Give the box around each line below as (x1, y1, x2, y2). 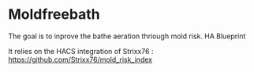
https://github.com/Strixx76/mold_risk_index (8, 55, 152, 64)
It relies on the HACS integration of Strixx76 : (8, 46, 154, 56)
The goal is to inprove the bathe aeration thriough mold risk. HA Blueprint (8, 31, 246, 41)
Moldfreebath (8, 5, 100, 23)
